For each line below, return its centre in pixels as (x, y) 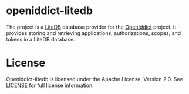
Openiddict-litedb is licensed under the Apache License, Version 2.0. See (95, 79)
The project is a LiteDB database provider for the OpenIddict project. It (91, 27)
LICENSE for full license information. (50, 85)
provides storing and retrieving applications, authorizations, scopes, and (94, 33)
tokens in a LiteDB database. (41, 39)
